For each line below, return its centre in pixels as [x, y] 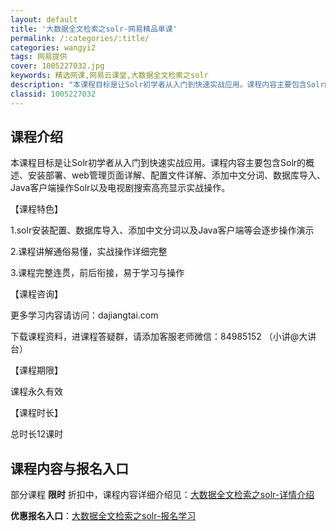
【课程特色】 [36, 209]
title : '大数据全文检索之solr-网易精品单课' [94, 29]
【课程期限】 [36, 370]
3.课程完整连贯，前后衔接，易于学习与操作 [97, 273]
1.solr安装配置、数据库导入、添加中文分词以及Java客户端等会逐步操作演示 [162, 230]
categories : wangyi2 [53, 47]
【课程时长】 [36, 413]
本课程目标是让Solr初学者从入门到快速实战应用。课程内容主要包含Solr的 [158, 163]
